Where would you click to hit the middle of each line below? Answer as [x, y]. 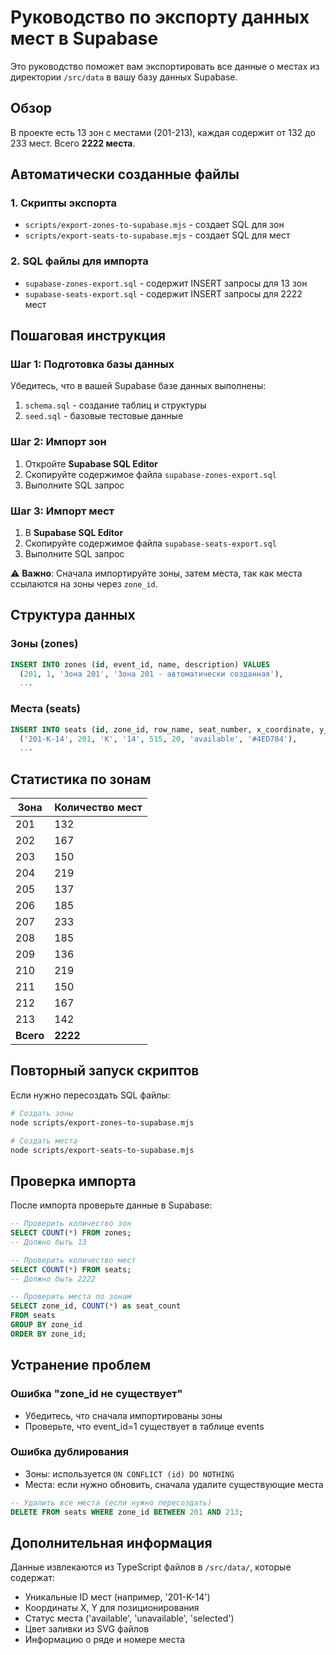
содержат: [32, 1578]
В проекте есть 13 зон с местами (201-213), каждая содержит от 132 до [163, 132]
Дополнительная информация [111, 1542]
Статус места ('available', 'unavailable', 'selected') [129, 1618]
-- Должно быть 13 [48, 1242]
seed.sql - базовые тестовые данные [104, 416]
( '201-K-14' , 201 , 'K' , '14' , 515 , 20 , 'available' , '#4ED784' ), [158, 739]
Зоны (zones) [44, 644]
